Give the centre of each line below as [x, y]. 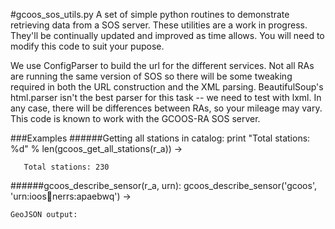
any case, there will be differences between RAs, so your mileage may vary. [166, 108]
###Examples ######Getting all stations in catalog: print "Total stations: [160, 138]
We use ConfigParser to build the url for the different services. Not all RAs [162, 65]
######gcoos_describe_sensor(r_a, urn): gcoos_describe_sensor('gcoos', [163, 185]
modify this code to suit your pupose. [87, 46]
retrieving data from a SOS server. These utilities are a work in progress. [159, 25]
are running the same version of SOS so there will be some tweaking [151, 76]
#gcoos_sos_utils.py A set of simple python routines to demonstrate [150, 14]
